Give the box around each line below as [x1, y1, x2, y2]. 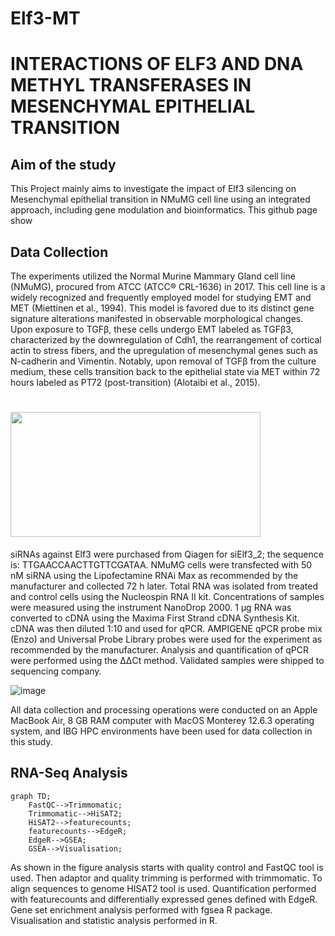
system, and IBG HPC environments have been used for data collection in [10, 725, 313, 737]
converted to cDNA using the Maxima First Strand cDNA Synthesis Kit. [10, 612, 300, 624]
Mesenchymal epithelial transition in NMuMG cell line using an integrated [10, 193, 311, 206]
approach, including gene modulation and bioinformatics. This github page [10, 204, 318, 216]
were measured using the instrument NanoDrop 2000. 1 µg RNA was [10, 601, 292, 613]
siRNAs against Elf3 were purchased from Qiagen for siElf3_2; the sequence [10, 548, 324, 560]
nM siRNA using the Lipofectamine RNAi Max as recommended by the [10, 569, 299, 581]
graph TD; [10, 791, 52, 801]
